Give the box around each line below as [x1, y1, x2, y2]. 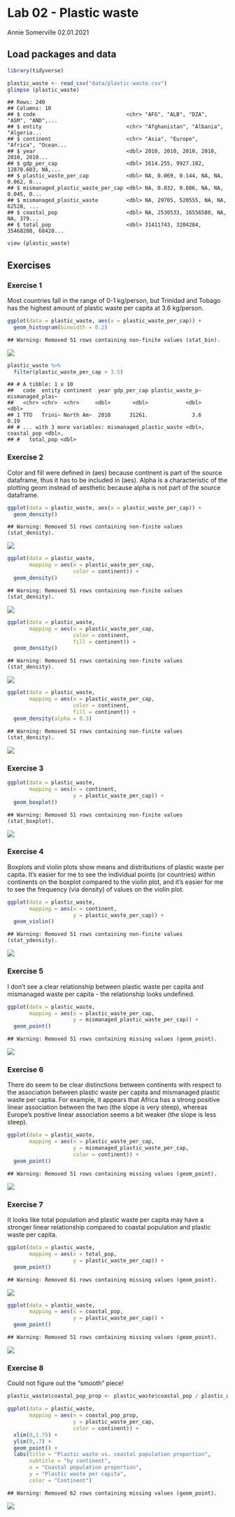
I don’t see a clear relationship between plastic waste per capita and [7, 982, 204, 991]
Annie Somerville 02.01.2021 [7, 28, 90, 36]
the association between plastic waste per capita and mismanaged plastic [7, 1088, 220, 1096]
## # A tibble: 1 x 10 [7, 381, 73, 388]
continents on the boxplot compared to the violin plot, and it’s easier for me [7, 878, 224, 886]
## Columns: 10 [7, 105, 52, 112]
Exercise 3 [7, 763, 44, 773]
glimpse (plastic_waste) [7, 86, 80, 93]
